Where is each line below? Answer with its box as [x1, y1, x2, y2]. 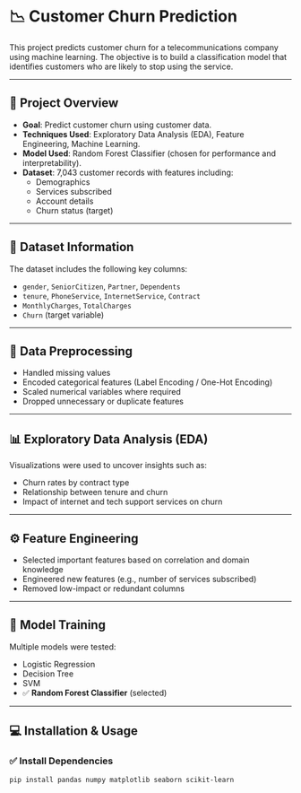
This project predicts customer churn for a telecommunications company [9, 41, 279, 53]
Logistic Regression [21, 658, 96, 669]
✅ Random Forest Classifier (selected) [21, 687, 168, 698]
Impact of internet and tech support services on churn [21, 496, 223, 507]
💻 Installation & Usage [9, 723, 139, 739]
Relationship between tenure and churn [21, 487, 168, 498]
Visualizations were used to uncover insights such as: [9, 460, 208, 471]
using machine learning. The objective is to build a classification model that [9, 51, 288, 62]
